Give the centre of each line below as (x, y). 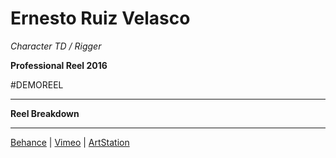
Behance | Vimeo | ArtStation (70, 142)
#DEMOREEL (37, 84)
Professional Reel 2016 (59, 65)
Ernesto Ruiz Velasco (100, 18)
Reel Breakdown (45, 113)
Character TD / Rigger (56, 46)
